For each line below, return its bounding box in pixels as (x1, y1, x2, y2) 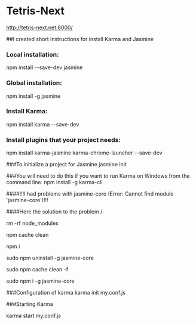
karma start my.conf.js (6, 312, 62, 320)
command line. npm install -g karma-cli (6, 179, 103, 186)
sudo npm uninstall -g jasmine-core (6, 255, 94, 262)
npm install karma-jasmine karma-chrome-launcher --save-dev (6, 149, 163, 156)
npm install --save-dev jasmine (6, 64, 83, 71)
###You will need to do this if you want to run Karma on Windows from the (6, 172, 190, 179)
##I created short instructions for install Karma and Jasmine (6, 35, 154, 42)
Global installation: (6, 79, 62, 87)
